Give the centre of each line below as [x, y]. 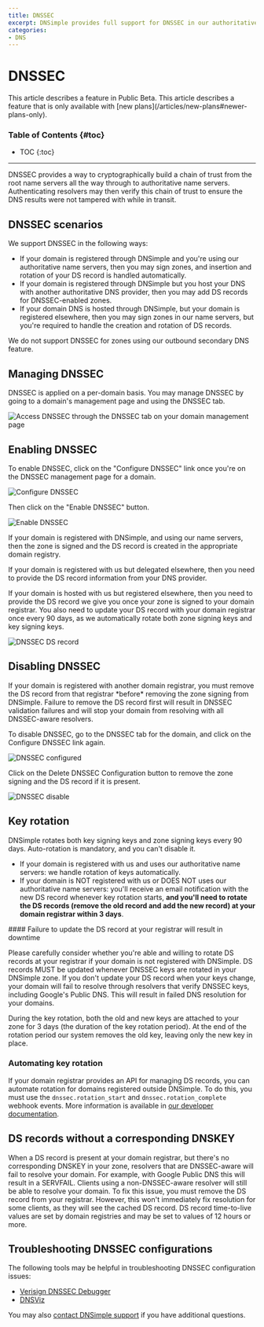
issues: [20, 1276]
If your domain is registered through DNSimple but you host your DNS [132, 284]
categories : [27, 30]
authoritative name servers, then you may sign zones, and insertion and [136, 267]
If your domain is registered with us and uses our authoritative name [130, 864]
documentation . [34, 1114]
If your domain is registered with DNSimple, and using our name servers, [126, 537]
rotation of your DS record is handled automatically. [103, 275]
